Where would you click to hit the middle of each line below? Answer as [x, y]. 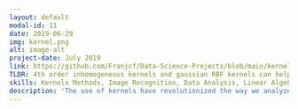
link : [19, 67]
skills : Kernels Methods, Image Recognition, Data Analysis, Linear [138, 83]
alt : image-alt [37, 50]
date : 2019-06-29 [41, 33]
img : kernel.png [39, 42]
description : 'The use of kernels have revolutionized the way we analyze [150, 91]
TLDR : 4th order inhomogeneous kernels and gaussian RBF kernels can [141, 75]
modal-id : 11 [33, 25]
